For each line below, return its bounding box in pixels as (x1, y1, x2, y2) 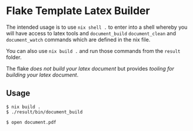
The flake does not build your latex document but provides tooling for (6, 65, 175, 72)
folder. (6, 53, 22, 61)
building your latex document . (6, 71, 79, 78)
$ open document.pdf (6, 119, 57, 125)
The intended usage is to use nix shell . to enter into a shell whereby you (6, 23, 188, 31)
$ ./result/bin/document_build (6, 109, 83, 115)
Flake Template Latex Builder (6, 4, 150, 18)
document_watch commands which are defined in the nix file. (6, 36, 151, 43)
